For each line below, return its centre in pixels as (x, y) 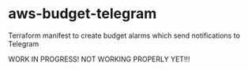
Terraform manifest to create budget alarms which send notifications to (124, 35)
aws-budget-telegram (83, 14)
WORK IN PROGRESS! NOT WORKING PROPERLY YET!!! (99, 59)
